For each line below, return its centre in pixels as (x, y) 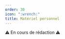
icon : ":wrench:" (23, 14)
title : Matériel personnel (32, 19)
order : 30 (15, 10)
